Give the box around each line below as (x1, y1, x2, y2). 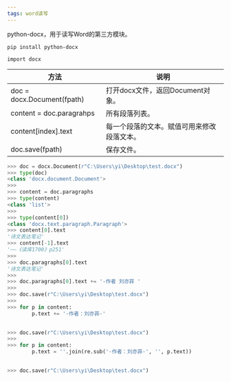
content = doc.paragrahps (10, 108, 95, 118)
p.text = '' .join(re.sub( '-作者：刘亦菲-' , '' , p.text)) (32, 349, 192, 356)
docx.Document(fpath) (10, 94, 85, 104)
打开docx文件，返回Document (105, 85, 204, 95)
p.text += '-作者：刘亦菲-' (32, 310, 106, 317)
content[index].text (10, 126, 73, 136)
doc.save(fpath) (10, 144, 63, 154)
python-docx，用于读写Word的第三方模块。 (7, 30, 131, 38)
